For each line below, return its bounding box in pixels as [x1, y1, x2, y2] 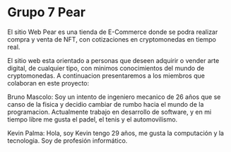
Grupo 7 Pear [7, 4, 86, 21]
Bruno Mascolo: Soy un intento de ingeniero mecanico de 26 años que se [7, 93, 221, 101]
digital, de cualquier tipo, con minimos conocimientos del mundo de [7, 64, 205, 72]
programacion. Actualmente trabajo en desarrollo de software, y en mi [7, 107, 212, 116]
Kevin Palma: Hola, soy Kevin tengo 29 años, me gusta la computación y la [7, 129, 225, 137]
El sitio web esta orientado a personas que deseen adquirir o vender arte [7, 56, 220, 64]
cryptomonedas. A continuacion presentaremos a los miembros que [7, 71, 205, 80]
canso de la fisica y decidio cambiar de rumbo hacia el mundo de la [7, 100, 204, 108]
